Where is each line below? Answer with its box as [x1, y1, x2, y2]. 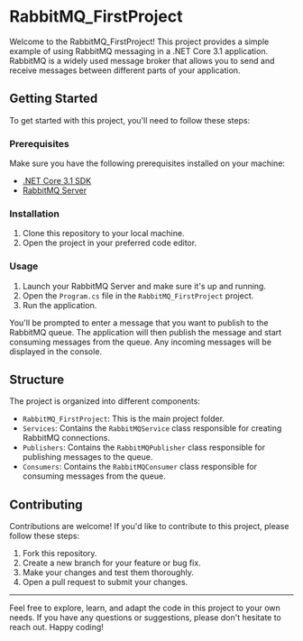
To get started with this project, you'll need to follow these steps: [9, 114, 251, 125]
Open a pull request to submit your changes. [22, 577, 188, 588]
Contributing [9, 497, 83, 512]
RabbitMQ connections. [22, 433, 111, 444]
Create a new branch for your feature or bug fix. [22, 557, 201, 569]
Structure [9, 372, 65, 388]
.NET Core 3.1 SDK [22, 176, 92, 187]
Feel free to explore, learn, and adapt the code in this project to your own [9, 602, 281, 614]
